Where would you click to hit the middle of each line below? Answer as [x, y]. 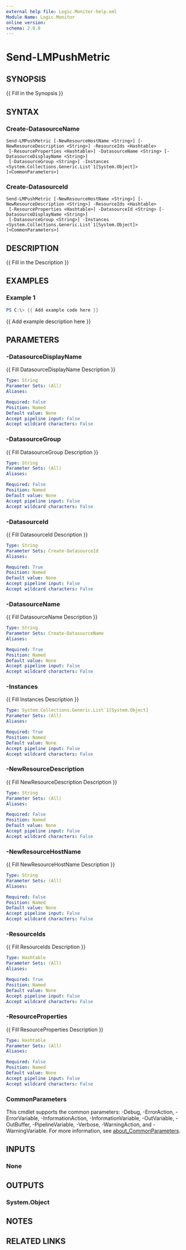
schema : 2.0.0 [24, 28]
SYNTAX [23, 112]
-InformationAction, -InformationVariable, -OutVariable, [108, 1118]
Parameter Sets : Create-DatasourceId [52, 551]
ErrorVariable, [23, 1118]
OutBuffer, [19, 1124]
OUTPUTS [25, 1185]
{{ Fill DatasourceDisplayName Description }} [61, 369]
